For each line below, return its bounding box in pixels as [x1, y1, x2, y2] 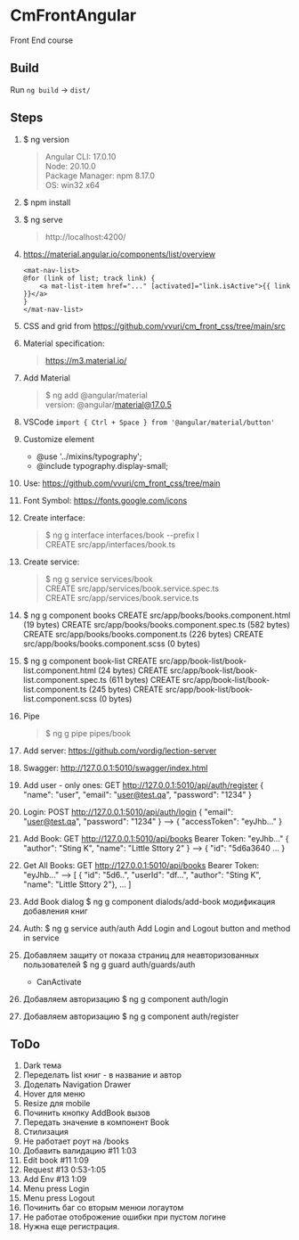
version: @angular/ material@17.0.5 [44, 398, 173, 410]
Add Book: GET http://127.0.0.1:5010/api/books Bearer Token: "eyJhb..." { [22, 833, 289, 843]
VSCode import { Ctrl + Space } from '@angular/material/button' [22, 416, 275, 427]
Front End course [10, 35, 74, 45]
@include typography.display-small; [36, 460, 168, 471]
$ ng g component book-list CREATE [22, 655, 158, 666]
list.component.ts [22, 684, 87, 694]
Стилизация [22, 1127, 69, 1137]
